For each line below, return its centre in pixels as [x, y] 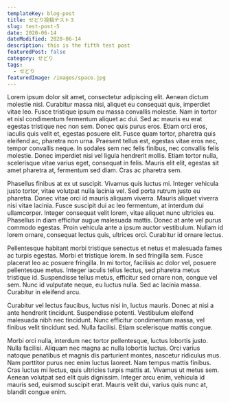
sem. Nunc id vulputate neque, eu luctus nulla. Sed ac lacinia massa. [104, 285]
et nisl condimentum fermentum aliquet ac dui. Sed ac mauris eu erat [105, 119]
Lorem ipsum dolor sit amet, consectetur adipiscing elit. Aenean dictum [108, 97]
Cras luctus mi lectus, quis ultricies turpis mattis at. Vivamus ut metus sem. [113, 370]
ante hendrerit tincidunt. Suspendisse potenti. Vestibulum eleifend [101, 313]
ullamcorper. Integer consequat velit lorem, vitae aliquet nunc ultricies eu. [111, 213]
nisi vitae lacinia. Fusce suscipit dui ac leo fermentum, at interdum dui [105, 206]
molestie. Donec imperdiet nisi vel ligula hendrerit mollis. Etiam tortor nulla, [113, 156]
